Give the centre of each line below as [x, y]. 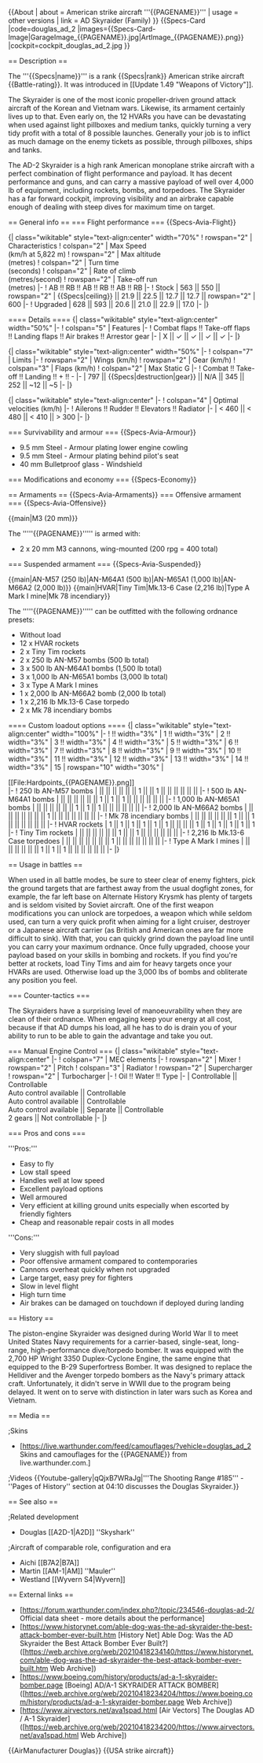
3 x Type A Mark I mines [59, 685]
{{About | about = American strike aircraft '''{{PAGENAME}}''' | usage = [124, 12]
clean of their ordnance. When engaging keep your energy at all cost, [121, 1019]
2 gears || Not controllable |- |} [58, 1118]
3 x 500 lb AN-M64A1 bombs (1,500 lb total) [91, 668]
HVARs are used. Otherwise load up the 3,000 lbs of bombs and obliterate [128, 972]
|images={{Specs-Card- [117, 29]
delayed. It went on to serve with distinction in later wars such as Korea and [130, 1392]
